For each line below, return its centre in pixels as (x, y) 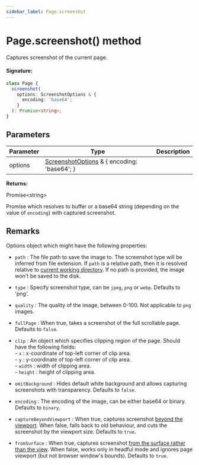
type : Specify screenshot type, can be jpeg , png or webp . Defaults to (97, 287)
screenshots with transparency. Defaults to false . (75, 390)
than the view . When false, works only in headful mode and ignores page (104, 449)
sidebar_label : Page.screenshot (46, 12)
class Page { (22, 83)
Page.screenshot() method (74, 41)
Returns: (17, 183)
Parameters (28, 135)
